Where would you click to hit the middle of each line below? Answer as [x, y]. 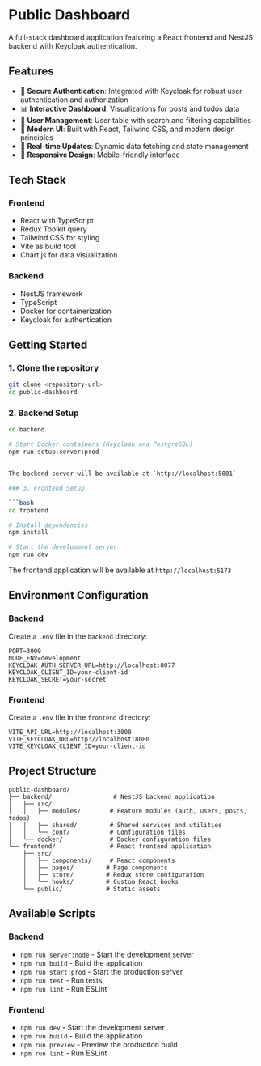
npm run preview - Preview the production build [99, 1044]
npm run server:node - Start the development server [107, 954]
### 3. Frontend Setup [46, 488]
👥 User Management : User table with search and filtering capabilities [136, 120]
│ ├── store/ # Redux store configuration [114, 875]
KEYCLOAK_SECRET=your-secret [57, 679]
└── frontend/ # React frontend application [110, 846]
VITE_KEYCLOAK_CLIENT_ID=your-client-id [78, 746]
